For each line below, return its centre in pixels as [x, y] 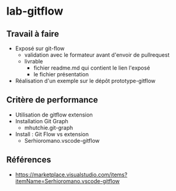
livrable [34, 61]
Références [29, 160]
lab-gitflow [35, 11]
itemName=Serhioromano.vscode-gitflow [68, 181]
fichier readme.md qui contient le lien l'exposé [92, 68]
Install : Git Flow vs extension [52, 134]
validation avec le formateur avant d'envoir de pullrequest [97, 55]
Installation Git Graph [42, 121]
